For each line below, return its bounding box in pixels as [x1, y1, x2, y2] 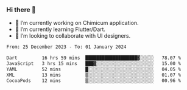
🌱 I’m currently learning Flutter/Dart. [15, 26, 105, 33]
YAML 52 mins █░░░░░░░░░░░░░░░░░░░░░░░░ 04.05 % [6, 66, 182, 72]
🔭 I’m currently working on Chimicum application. [15, 19, 139, 27]
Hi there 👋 [6, 5, 37, 14]
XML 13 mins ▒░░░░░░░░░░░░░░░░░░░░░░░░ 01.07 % [6, 72, 182, 78]
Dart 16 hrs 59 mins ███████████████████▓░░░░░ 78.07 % [6, 55, 182, 61]
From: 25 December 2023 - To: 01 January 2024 [6, 44, 127, 50]
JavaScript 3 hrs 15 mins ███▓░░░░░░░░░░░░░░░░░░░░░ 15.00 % [6, 61, 182, 67]
